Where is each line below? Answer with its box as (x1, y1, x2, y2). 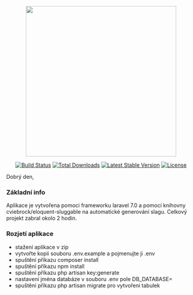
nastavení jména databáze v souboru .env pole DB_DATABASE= (14, 275, 173, 282)
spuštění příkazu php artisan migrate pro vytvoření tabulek (14, 282, 161, 289)
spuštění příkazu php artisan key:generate (14, 269, 120, 276)
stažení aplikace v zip (14, 243, 69, 250)
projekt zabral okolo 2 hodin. (6, 214, 77, 222)
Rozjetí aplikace (6, 229, 54, 238)
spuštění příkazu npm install (14, 262, 85, 270)
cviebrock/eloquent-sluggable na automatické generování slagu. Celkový (6, 208, 188, 216)
